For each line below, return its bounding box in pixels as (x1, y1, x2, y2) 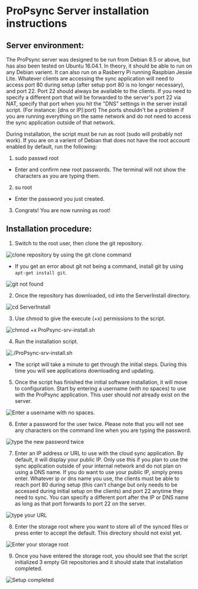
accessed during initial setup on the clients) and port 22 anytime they (14, 487, 184, 494)
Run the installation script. (14, 338, 79, 345)
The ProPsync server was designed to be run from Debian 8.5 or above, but (6, 56, 190, 63)
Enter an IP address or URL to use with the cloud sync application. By (14, 449, 184, 457)
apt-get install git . (14, 268, 67, 276)
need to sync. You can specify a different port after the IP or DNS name (14, 494, 189, 501)
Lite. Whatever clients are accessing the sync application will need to (6, 75, 174, 82)
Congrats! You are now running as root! (14, 207, 111, 214)
